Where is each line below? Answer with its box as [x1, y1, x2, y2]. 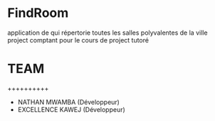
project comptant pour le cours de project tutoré [7, 35, 150, 44]
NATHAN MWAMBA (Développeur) [17, 98, 120, 106]
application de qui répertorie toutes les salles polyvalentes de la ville [7, 28, 208, 37]
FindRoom [7, 5, 69, 21]
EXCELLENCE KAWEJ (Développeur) [17, 105, 126, 114]
